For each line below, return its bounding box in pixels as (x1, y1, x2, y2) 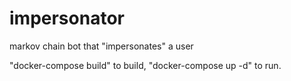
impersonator (9, 7, 125, 30)
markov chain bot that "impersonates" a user (9, 40, 194, 52)
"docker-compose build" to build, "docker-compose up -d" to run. (9, 59, 282, 71)
